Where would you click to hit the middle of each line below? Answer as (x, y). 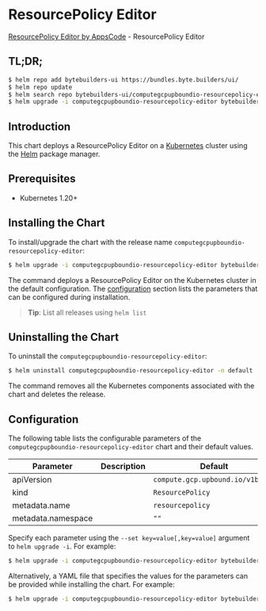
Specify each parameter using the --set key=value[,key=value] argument (129, 538)
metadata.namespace (53, 518)
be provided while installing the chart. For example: (92, 584)
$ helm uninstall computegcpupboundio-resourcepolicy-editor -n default (131, 371)
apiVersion (32, 479)
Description (123, 467)
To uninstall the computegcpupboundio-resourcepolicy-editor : (108, 356)
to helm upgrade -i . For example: (62, 546)
